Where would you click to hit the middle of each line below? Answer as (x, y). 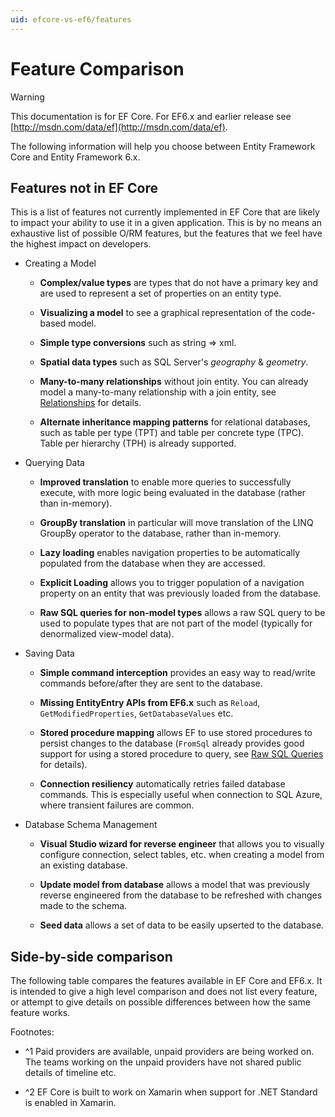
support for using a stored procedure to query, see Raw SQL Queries (181, 754)
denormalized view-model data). (107, 634)
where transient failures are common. (117, 805)
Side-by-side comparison (91, 956)
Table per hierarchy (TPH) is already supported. (138, 443)
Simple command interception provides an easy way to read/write (177, 673)
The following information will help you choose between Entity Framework (163, 146)
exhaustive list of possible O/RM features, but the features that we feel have (166, 233)
